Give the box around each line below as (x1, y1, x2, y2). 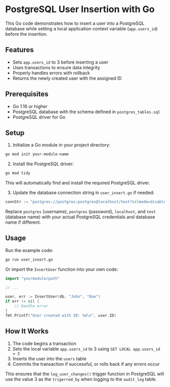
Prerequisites (5, 90, 49, 99)
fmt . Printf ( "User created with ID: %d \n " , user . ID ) (5, 313, 116, 318)
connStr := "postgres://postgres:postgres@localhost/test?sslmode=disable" (5, 200, 168, 205)
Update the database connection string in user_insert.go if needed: (12, 189, 155, 196)
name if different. (5, 219, 41, 225)
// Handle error (14, 304, 49, 309)
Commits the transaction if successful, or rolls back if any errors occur (12, 361, 160, 367)
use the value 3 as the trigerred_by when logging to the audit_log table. (5, 376, 157, 382)
